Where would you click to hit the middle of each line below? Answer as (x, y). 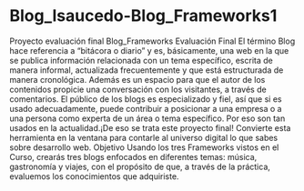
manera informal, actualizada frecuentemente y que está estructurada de (147, 70)
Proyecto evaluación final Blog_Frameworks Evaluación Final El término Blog (152, 41)
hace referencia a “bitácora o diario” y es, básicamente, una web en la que (149, 50)
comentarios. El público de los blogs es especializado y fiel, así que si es (146, 99)
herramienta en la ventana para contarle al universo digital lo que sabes (144, 137)
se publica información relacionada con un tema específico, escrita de (141, 60)
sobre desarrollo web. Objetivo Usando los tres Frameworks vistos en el (144, 147)
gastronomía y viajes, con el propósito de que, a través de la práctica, (140, 166)
